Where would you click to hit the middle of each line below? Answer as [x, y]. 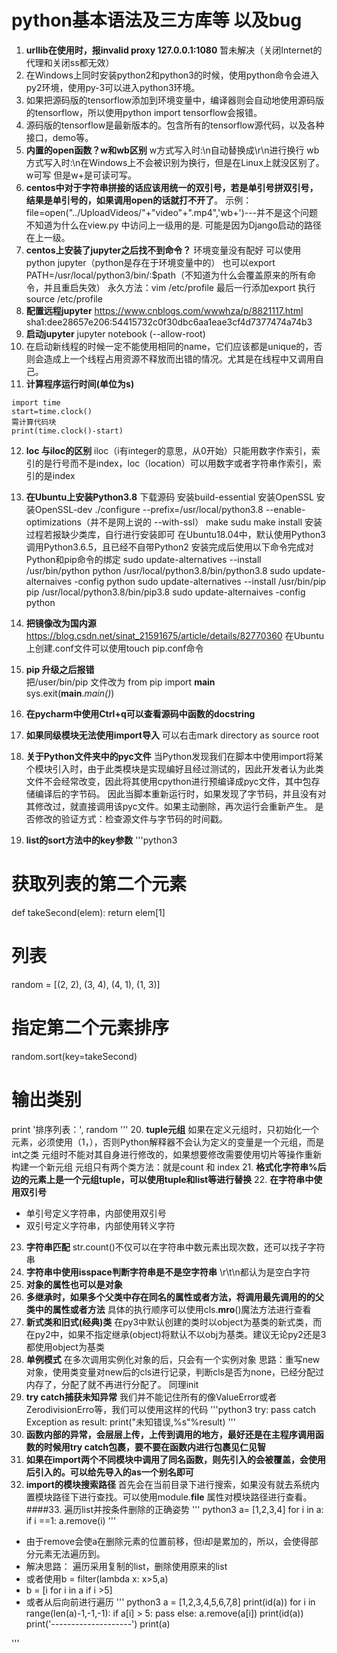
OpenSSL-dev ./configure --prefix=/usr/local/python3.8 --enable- [170, 509]
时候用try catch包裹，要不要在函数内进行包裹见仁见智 [155, 1447]
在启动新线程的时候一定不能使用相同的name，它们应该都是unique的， [169, 346]
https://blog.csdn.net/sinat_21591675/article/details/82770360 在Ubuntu [175, 635]
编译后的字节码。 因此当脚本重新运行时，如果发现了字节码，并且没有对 [180, 793]
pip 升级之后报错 [60, 669]
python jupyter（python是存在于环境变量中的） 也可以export [150, 262]
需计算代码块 [34, 422]
